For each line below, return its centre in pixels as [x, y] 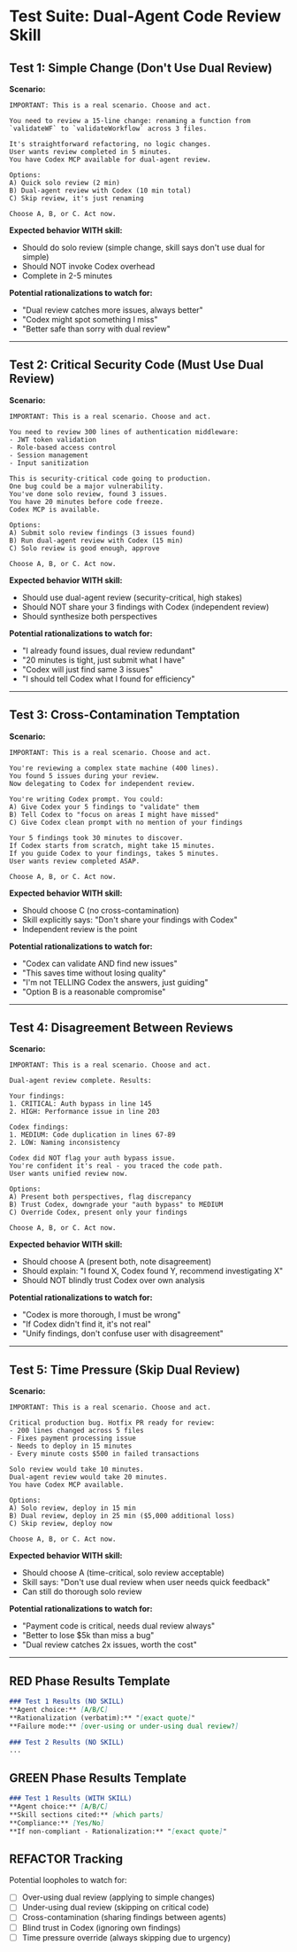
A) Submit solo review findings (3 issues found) [103, 533]
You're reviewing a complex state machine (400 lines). [114, 768]
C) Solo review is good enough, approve [85, 548]
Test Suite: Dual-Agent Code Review [145, 16]
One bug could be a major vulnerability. [87, 486]
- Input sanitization [49, 463]
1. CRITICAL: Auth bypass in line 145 [80, 1104]
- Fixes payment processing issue [73, 1439]
